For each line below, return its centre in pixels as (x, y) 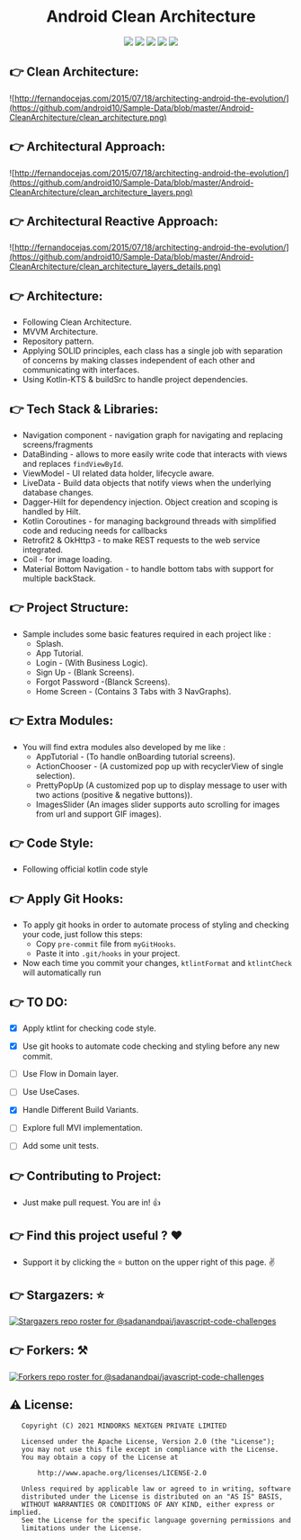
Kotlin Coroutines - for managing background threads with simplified (149, 521)
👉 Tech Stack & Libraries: (84, 409)
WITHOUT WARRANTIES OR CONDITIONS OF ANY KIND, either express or (148, 1504)
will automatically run (62, 972)
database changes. (58, 492)
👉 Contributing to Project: (85, 1176)
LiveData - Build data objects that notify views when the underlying (146, 483)
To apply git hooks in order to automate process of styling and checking (155, 925)
